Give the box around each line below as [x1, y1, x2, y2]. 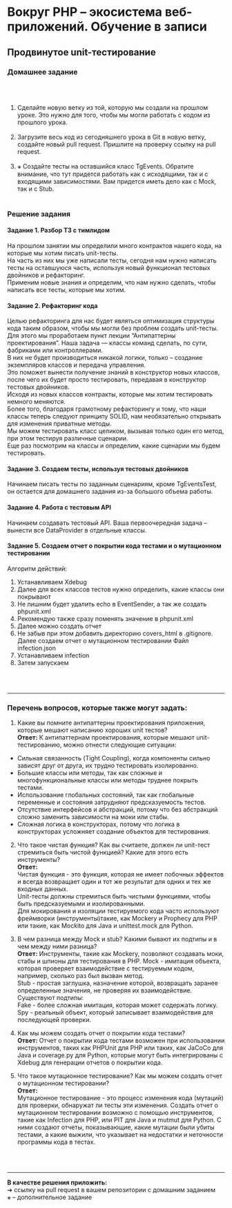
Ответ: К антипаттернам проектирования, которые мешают [17, 734, 195, 742]
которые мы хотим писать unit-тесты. [7, 249, 119, 257]
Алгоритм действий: [7, 564, 68, 573]
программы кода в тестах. [17, 1138, 96, 1147]
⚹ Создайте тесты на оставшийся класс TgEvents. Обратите [17, 162, 194, 170]
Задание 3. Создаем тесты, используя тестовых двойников [7, 464, 188, 473]
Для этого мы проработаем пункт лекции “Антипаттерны [7, 332, 176, 340]
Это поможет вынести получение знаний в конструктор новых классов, [7, 368, 220, 376]
